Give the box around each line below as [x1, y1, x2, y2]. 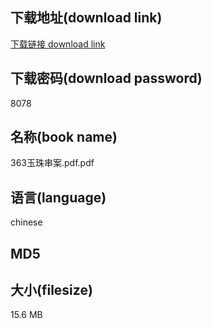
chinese [10, 216, 43, 228]
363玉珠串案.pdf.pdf [10, 157, 95, 169]
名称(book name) [10, 129, 118, 146]
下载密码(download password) [10, 70, 203, 87]
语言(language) [10, 189, 107, 206]
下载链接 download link [10, 38, 106, 50]
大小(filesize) [10, 282, 93, 299]
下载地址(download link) [10, 9, 163, 27]
